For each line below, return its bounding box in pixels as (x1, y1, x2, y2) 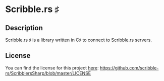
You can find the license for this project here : (5, 64, 99, 71)
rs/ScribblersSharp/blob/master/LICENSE (5, 70, 91, 76)
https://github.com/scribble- (99, 64, 159, 71)
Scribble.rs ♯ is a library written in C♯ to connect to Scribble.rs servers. (5, 37, 152, 43)
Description (5, 24, 43, 32)
